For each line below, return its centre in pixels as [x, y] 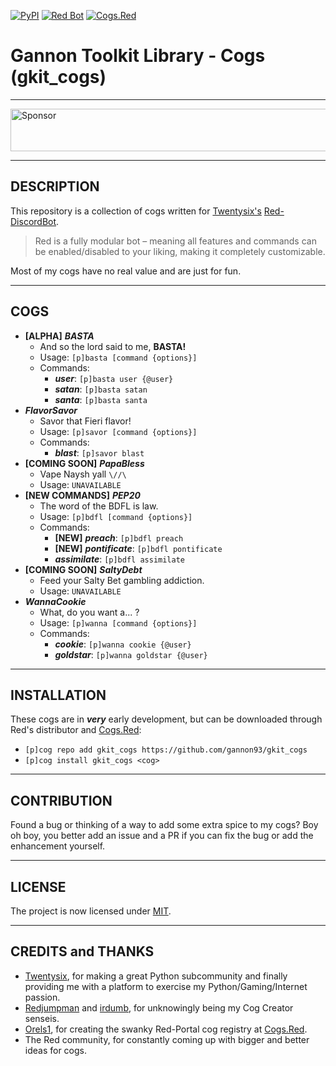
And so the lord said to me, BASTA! [113, 346]
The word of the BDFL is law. [99, 506]
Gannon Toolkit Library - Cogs [138, 56]
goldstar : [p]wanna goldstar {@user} [131, 654]
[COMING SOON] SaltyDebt [83, 569]
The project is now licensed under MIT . [91, 911]
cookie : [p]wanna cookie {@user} [123, 644]
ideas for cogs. [56, 1050]
